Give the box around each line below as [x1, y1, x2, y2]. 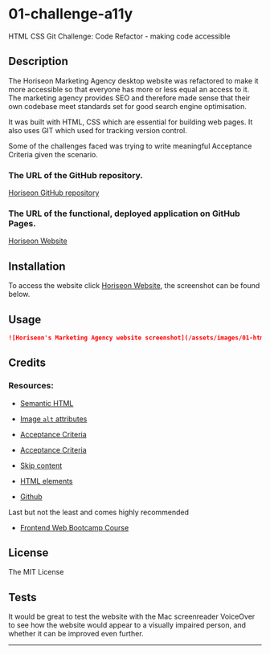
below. [8, 290, 31, 299]
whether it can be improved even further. [8, 629, 144, 639]
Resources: [8, 380, 54, 392]
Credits [8, 356, 47, 370]
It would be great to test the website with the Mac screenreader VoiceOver [8, 611, 256, 622]
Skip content [19, 461, 63, 470]
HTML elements [19, 476, 73, 485]
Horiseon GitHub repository [8, 188, 100, 197]
